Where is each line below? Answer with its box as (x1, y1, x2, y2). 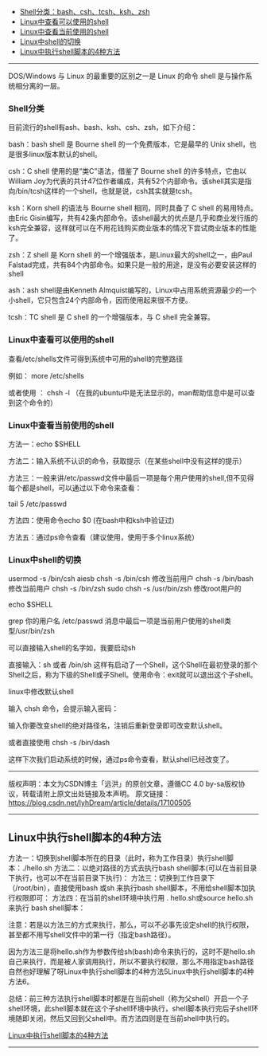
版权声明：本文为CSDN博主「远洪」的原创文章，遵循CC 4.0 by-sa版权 (8, 779, 238, 789)
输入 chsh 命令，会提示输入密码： (8, 704, 119, 713)
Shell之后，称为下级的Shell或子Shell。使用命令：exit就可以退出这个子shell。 (8, 670, 257, 680)
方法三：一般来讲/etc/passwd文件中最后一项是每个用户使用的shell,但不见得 (8, 473, 254, 482)
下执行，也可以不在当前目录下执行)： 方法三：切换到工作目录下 (8, 873, 215, 882)
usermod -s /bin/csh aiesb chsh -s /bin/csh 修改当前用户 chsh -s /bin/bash (8, 574, 254, 583)
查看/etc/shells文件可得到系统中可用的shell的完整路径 (8, 354, 184, 363)
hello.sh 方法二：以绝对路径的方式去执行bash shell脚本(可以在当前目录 (26, 863, 257, 873)
